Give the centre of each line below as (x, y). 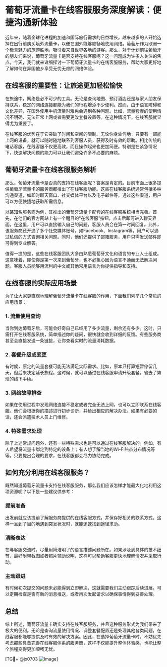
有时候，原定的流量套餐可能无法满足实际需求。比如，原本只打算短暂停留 (79, 366)
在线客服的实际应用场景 (41, 283)
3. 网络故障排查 (24, 393)
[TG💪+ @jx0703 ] (32, 659)
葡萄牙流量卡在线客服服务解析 (51, 170)
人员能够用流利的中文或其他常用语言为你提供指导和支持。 (81, 266)
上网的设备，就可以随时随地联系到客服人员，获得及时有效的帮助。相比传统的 (83, 140)
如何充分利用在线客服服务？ (48, 472)
